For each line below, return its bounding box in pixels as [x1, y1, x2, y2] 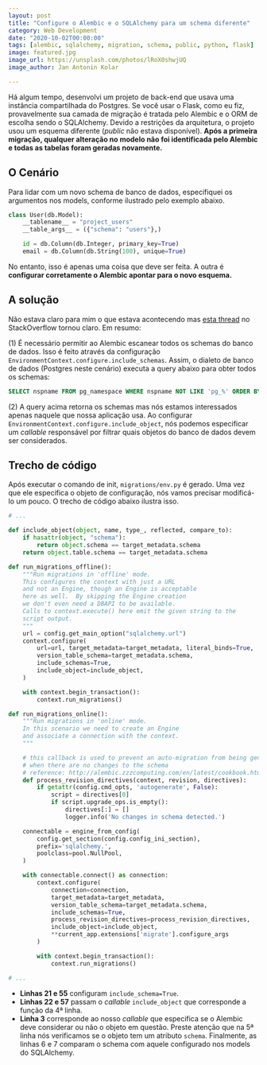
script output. [22, 614, 73, 623]
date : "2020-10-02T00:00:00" [8, 33, 105, 42]
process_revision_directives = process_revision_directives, [50, 915, 250, 923]
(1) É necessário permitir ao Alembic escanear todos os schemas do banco [8, 338, 253, 348]
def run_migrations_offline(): [8, 562, 112, 571]
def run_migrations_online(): [8, 709, 109, 718]
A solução [8, 293, 60, 307]
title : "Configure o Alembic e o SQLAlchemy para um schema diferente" [8, 19, 250, 27]
